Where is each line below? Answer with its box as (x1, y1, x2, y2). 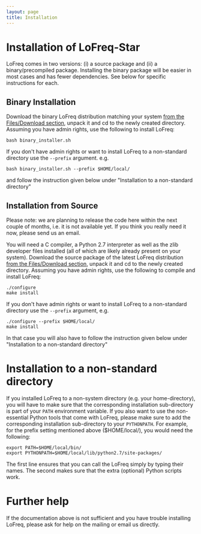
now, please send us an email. (6, 230, 81, 237)
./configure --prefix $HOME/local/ (6, 319, 95, 325)
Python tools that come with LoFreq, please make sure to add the (29, 414, 191, 421)
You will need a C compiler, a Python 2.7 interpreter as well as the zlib (6, 241, 179, 248)
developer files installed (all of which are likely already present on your (6, 248, 181, 255)
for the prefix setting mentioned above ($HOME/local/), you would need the (6, 427, 193, 434)
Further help (6, 495, 69, 508)
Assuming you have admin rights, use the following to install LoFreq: (6, 126, 175, 133)
